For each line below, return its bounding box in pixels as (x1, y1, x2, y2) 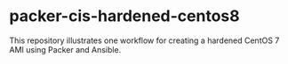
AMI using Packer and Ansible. (9, 44, 122, 54)
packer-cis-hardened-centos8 (9, 6, 240, 26)
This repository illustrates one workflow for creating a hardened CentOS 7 (9, 35, 280, 46)
